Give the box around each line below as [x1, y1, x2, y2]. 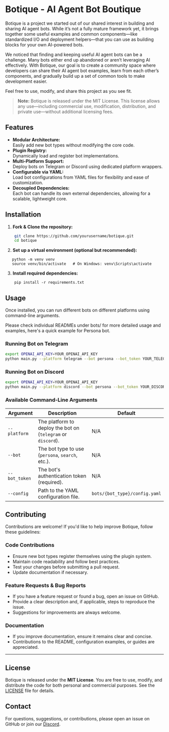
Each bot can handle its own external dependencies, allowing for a [12, 190, 151, 196]
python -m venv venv [12, 257, 55, 262]
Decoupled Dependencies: [12, 185, 69, 191]
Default [117, 409, 136, 416]
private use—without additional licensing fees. [17, 109, 114, 115]
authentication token [37, 472, 87, 479]
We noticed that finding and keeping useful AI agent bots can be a [5, 51, 142, 58]
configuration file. [37, 493, 79, 500]
